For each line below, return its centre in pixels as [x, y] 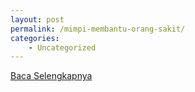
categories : [35, 38]
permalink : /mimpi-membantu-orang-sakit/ [98, 29]
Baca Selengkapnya [51, 76]
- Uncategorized [62, 47]
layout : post [37, 19]
